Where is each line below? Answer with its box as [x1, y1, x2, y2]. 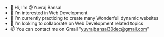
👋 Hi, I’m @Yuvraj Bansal [10, 5, 62, 10]
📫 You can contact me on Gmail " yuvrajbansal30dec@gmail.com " [10, 26, 149, 32]
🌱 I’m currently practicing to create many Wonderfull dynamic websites [10, 15, 159, 21]
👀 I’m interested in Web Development [10, 10, 88, 16]
